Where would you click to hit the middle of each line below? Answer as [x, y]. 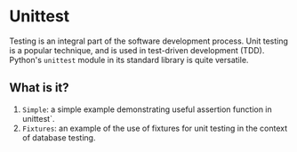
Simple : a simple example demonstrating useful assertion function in [147, 109]
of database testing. [59, 137]
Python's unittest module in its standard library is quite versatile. [129, 60]
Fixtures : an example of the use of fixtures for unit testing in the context [155, 128]
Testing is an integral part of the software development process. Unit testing [149, 41]
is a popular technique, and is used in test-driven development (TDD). [137, 50]
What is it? [39, 88]
